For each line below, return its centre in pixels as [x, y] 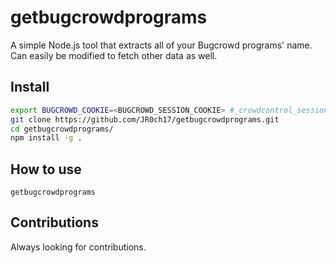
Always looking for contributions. [78, 247]
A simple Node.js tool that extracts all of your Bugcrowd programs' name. [161, 45]
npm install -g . [46, 138]
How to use [46, 169]
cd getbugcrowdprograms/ [62, 129]
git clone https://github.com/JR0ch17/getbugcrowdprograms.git [145, 119]
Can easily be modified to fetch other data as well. [114, 55]
